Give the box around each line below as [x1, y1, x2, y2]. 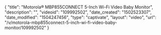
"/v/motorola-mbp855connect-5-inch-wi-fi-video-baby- [4, 19, 117, 25]
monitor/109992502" [4, 25, 47, 31]
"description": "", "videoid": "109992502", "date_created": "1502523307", [4, 9, 152, 15]
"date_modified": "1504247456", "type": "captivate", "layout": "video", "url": [4, 15, 157, 20]
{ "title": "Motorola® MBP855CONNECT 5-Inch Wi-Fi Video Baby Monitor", [4, 4, 154, 10]
